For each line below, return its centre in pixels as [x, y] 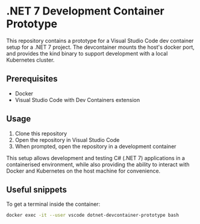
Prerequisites [32, 79]
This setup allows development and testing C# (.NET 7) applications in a [95, 158]
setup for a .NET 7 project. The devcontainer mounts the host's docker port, [100, 47]
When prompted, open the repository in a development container [95, 146]
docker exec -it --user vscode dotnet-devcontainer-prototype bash [93, 216]
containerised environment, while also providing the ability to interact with [98, 164]
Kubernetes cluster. [30, 60]
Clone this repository [41, 133]
